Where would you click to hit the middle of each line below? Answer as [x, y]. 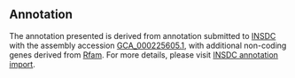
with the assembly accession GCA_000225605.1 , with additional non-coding [148, 45]
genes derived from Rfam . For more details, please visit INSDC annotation [144, 55]
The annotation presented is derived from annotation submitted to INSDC [143, 35]
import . [22, 64]
